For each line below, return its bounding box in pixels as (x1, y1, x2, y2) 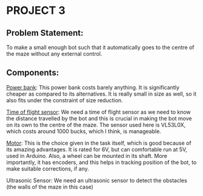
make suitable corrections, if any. (6, 165, 90, 172)
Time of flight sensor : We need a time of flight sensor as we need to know (6, 108, 191, 116)
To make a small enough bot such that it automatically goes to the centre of (6, 44, 195, 51)
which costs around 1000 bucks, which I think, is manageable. (6, 128, 162, 135)
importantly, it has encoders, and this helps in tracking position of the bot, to (6, 158, 197, 166)
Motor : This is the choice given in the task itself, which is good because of (6, 139, 192, 146)
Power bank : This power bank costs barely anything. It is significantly (6, 83, 180, 91)
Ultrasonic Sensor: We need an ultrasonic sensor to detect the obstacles (6, 177, 188, 184)
